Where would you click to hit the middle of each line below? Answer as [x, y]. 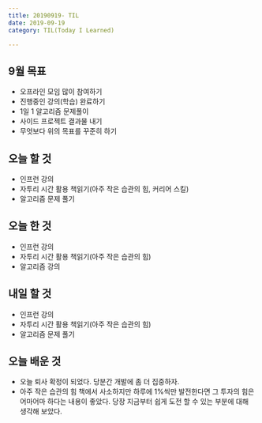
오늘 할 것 [30, 159]
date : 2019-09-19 [37, 23]
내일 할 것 [30, 294]
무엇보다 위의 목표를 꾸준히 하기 [68, 131]
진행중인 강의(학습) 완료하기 [62, 102]
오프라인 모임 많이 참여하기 [61, 92]
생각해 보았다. [41, 411]
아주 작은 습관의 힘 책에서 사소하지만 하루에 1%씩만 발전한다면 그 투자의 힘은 [137, 391]
